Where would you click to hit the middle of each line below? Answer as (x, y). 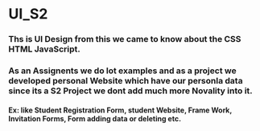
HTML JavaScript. (44, 49)
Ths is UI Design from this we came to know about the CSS (125, 39)
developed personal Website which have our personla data (126, 81)
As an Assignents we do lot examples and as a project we (122, 71)
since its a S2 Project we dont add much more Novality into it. (131, 91)
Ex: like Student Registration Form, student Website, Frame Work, (120, 110)
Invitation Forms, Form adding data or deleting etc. (95, 118)
